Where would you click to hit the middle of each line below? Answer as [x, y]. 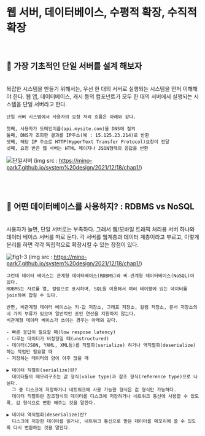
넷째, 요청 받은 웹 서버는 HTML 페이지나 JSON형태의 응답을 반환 [77, 148]
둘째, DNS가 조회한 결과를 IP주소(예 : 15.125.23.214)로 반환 [78, 135]
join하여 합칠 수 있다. [32, 295]
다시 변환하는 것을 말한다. [42, 427]
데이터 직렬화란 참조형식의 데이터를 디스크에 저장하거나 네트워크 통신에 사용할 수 [100, 396]
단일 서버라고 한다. [45, 104]
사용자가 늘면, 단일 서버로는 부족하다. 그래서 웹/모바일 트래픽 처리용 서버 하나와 [101, 229]
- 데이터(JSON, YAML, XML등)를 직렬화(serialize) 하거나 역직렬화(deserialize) [101, 345]
